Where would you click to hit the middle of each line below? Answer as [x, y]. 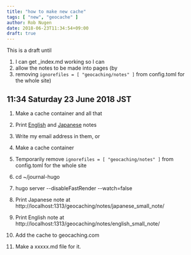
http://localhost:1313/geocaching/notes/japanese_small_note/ [90, 206]
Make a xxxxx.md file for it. [48, 246]
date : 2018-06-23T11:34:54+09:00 [48, 28]
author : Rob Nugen [29, 22]
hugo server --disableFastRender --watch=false [74, 188]
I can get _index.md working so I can [60, 62]
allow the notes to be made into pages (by [66, 68]
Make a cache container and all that [59, 113]
